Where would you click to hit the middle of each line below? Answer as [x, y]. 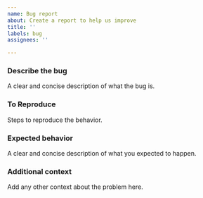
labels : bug [25, 33]
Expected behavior [40, 138]
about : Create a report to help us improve [72, 20]
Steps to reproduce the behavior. [55, 120]
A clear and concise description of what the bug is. [81, 86]
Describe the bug [38, 71]
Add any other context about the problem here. [76, 187]
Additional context [40, 171]
